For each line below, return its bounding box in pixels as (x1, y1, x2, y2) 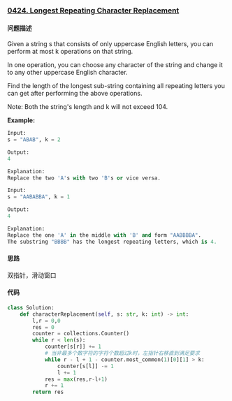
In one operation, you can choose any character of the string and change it (7, 61, 224, 69)
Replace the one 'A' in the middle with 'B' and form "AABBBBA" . (7, 231, 201, 239)
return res (32, 388, 64, 396)
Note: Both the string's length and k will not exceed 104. (7, 103, 168, 111)
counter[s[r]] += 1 (44, 343, 101, 351)
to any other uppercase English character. (7, 68, 128, 77)
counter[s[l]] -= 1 (57, 363, 114, 370)
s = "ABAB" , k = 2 (7, 136, 61, 143)
